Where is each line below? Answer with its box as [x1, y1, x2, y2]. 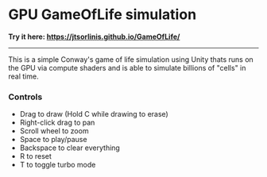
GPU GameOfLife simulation [8, 6, 197, 24]
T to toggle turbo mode [19, 160, 96, 170]
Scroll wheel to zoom [19, 126, 89, 136]
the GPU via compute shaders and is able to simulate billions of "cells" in [8, 63, 246, 72]
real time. [8, 71, 39, 81]
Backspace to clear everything [19, 143, 121, 152]
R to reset [19, 152, 52, 161]
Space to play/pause [19, 135, 87, 144]
